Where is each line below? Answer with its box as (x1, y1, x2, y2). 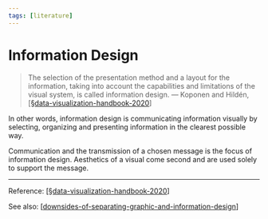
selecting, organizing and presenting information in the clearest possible (8, 121, 246, 132)
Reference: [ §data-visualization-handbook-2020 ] (8, 185, 170, 196)
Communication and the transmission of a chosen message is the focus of (8, 145, 253, 156)
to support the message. (8, 163, 89, 173)
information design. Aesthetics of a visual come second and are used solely (8, 154, 258, 164)
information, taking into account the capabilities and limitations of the (27, 81, 255, 90)
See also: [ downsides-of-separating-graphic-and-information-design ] (8, 201, 239, 211)
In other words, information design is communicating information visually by (8, 113, 258, 123)
